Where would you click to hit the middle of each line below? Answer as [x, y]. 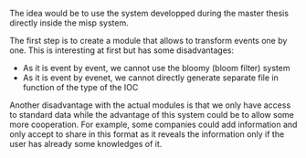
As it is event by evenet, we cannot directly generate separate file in [150, 78]
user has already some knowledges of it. [86, 144]
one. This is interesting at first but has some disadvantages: [122, 50]
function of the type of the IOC [80, 87]
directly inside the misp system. [69, 23]
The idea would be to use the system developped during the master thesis [149, 13]
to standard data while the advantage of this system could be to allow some [152, 115]
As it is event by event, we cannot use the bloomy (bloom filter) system [156, 68]
